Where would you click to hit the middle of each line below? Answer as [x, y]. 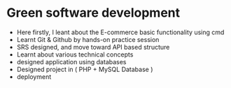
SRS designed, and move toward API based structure [93, 47]
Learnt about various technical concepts [75, 54]
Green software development [93, 13]
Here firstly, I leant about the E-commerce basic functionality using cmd [120, 32]
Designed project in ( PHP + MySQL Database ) [85, 69]
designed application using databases [71, 61]
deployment [34, 76]
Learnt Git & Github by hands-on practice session [88, 39]
